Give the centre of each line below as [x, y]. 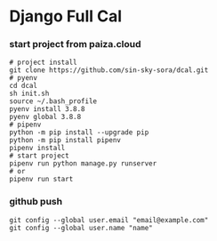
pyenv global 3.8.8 [45, 117]
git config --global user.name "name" [81, 228]
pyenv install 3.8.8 [48, 109]
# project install [43, 63]
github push [36, 202]
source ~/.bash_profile [53, 101]
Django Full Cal [66, 16]
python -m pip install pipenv [65, 141]
